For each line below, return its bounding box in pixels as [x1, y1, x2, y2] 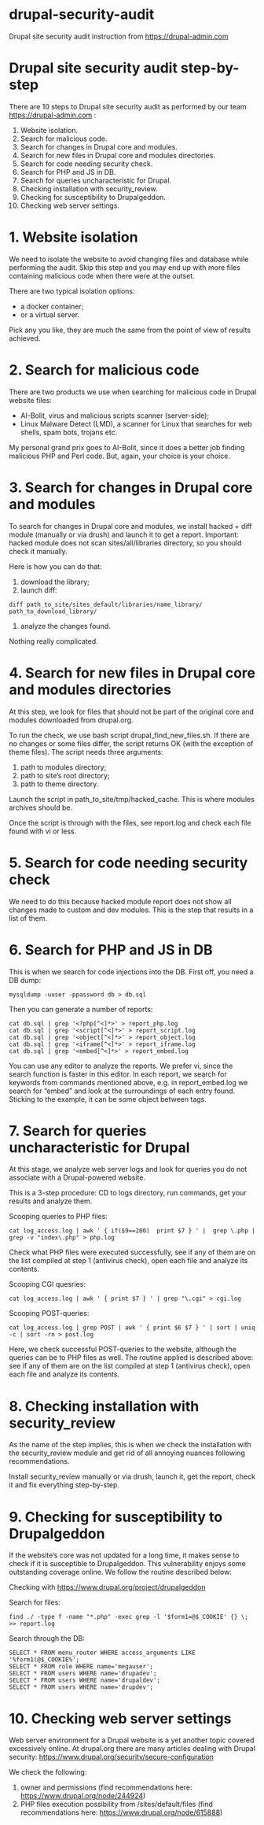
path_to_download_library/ [9, 608, 97, 615]
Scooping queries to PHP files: [9, 1212, 108, 1221]
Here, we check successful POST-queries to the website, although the [9, 1344, 236, 1354]
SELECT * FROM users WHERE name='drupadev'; [9, 1670, 157, 1678]
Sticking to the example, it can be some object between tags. [9, 1094, 207, 1103]
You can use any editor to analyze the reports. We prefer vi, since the [9, 1061, 233, 1070]
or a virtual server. [20, 309, 80, 320]
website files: [9, 395, 52, 405]
